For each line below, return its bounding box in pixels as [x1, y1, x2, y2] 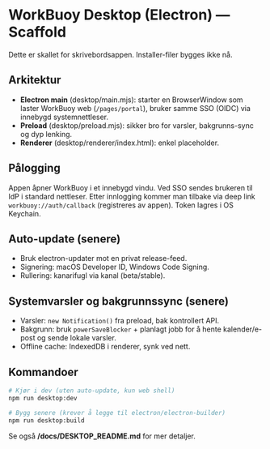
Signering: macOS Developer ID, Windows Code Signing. [19, 262, 210, 272]
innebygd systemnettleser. [19, 112, 109, 122]
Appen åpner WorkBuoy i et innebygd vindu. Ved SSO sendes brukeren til [8, 182, 253, 192]
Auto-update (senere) [8, 232, 121, 246]
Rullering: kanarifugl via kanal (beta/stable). [19, 271, 166, 280]
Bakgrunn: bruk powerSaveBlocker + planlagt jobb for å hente [19, 324, 222, 334]
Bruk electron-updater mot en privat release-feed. [19, 254, 188, 263]
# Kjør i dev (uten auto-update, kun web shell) [8, 387, 175, 395]
